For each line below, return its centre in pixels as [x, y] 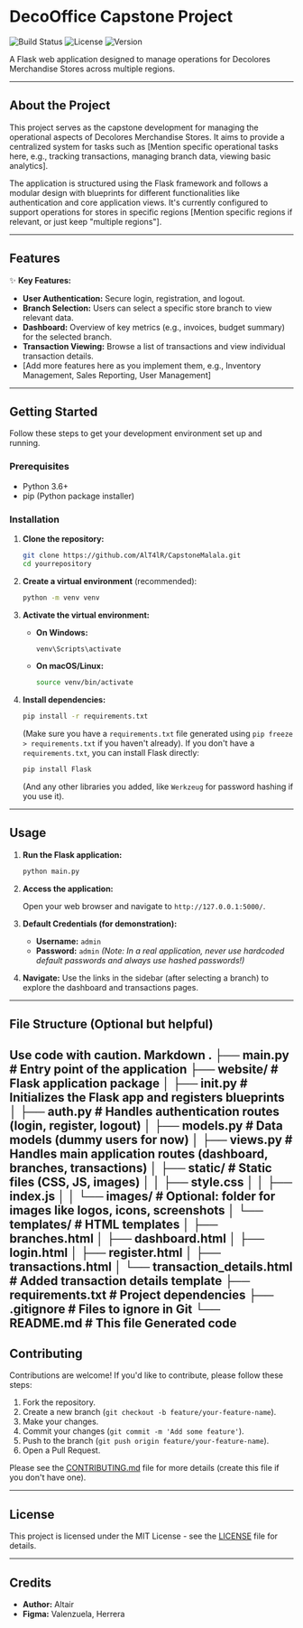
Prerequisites [39, 467]
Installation [35, 519]
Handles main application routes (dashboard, [139, 1154]
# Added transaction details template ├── [130, 1281]
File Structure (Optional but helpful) [111, 1024]
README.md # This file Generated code [123, 1323]
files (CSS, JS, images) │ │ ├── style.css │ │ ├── [151, 1181]
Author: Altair [48, 1604]
